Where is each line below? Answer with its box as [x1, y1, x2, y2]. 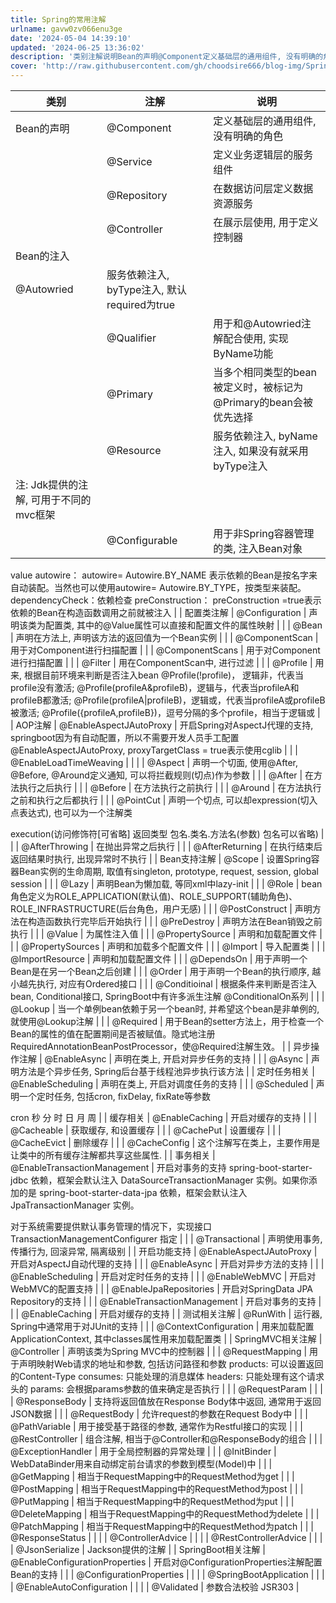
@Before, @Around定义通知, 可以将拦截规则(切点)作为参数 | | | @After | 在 [10, 769, 315, 781]
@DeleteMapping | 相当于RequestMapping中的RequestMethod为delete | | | [10, 1508, 320, 1520]
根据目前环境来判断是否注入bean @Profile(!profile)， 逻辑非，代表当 [23, 669, 305, 681]
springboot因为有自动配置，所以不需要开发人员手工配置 [10, 732, 240, 743]
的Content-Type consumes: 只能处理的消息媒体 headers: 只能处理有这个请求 [10, 1371, 325, 1382]
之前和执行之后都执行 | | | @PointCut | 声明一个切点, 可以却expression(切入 [10, 794, 318, 806]
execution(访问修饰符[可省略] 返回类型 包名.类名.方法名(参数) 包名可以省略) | [10, 828, 325, 840]
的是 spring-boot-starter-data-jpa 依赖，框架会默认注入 [18, 1187, 248, 1198]
